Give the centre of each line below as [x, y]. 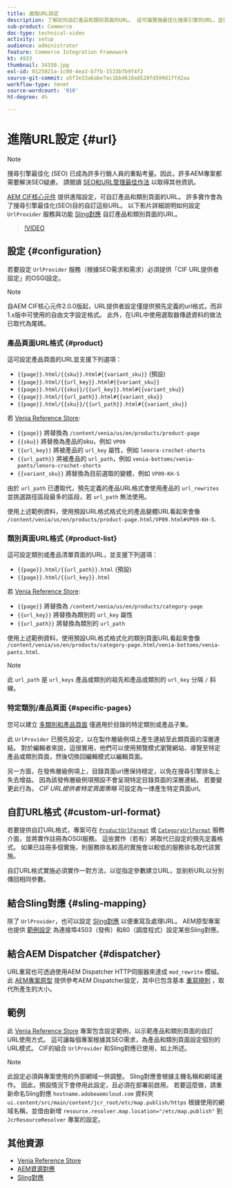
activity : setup [30, 39]
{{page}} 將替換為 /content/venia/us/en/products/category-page [110, 606]
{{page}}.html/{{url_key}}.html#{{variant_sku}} [88, 382]
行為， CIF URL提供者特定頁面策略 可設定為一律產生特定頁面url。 [112, 788]
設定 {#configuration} [55, 251]
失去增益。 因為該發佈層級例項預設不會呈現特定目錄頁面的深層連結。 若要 [112, 779]
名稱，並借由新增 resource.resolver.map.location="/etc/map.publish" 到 [118, 1111]
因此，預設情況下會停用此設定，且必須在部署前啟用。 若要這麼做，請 [118, 1085]
